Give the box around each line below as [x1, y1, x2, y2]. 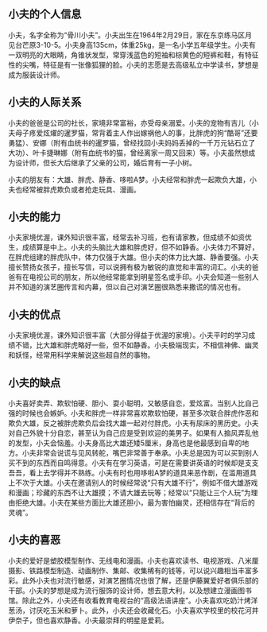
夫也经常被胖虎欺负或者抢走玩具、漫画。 [8, 184, 141, 194]
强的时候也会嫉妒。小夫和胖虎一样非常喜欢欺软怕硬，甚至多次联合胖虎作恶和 [8, 409, 259, 418]
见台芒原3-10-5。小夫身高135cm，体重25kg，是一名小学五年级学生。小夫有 [8, 40, 257, 49]
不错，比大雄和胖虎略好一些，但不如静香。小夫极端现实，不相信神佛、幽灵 [14, 340, 259, 350]
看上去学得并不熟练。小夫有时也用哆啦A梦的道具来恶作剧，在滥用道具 [29, 468, 257, 478]
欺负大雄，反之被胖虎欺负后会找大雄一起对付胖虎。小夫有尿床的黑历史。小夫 [8, 418, 259, 428]
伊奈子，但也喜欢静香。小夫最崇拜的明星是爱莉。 [8, 615, 168, 625]
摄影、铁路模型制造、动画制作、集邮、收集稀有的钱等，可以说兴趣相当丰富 [8, 565, 252, 575]
